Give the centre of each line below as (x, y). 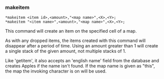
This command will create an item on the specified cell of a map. (71, 31)
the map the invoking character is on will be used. (56, 71)
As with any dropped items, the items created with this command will (76, 40)
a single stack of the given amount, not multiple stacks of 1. (66, 51)
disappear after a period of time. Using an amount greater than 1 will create (82, 46)
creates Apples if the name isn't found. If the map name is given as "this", (80, 66)
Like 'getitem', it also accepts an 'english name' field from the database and (82, 61)
